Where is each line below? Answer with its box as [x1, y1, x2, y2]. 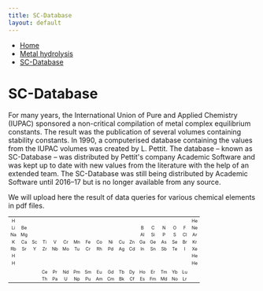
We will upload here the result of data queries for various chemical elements [8, 193, 256, 202]
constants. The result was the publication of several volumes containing [8, 127, 242, 137]
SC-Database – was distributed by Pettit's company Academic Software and [8, 153, 256, 162]
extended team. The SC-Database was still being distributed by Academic [8, 169, 248, 179]
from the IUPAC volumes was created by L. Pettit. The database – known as [8, 144, 254, 153]
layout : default [8, 19, 61, 27]
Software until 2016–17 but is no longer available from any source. [8, 178, 222, 187]
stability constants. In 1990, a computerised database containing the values [8, 135, 254, 145]
